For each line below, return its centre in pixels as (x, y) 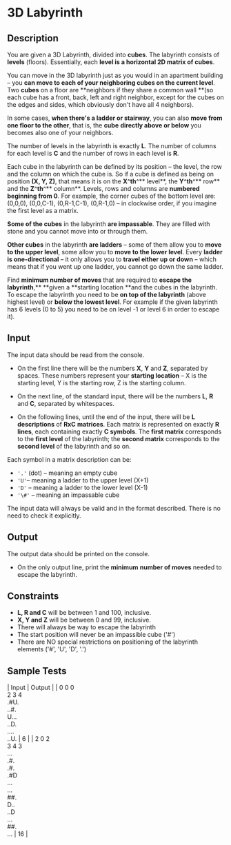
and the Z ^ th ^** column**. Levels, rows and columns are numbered (103, 189)
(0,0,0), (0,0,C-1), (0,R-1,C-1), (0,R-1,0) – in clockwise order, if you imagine (112, 203)
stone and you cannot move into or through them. (78, 231)
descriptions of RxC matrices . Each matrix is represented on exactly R (118, 424)
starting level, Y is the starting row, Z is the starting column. (101, 383)
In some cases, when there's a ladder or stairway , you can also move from (115, 118)
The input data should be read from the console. (76, 355)
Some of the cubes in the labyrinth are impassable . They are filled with (109, 224)
